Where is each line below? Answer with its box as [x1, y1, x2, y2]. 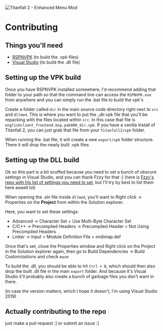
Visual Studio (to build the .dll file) [12, 59, 81, 65]
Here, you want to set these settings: [5, 208, 79, 215]
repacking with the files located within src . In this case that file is [5, 116, 136, 122]
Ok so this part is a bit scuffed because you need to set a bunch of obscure [5, 169, 157, 175]
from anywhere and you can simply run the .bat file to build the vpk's [5, 97, 144, 103]
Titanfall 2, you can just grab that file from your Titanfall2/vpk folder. [5, 127, 145, 133]
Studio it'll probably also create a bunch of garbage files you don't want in [5, 273, 154, 279]
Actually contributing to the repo [5, 308, 106, 316]
